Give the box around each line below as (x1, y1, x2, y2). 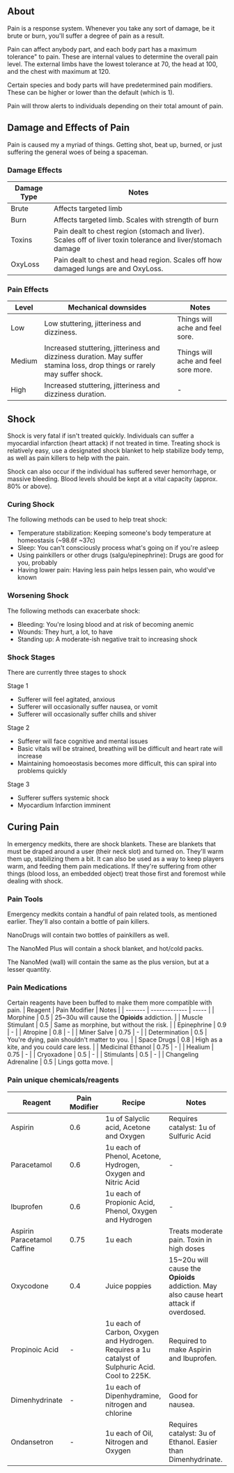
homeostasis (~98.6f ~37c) (17, 536, 96, 544)
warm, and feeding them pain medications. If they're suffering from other (7, 862, 217, 870)
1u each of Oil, (105, 1428, 153, 1438)
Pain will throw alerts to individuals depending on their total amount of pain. (7, 101, 224, 110)
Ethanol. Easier (169, 1437, 218, 1447)
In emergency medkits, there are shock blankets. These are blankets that (7, 839, 216, 848)
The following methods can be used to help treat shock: (7, 515, 168, 524)
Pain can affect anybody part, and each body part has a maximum (7, 45, 197, 53)
